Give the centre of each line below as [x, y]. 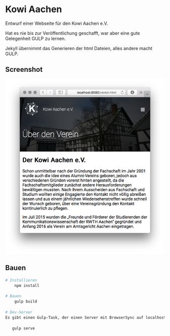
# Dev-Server [19, 312]
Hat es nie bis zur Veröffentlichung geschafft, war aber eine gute [73, 33]
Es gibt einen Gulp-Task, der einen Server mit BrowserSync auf [74, 317]
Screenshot [24, 70]
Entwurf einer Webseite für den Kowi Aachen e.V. [57, 23]
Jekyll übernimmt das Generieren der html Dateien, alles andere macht [79, 48]
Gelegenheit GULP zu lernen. [35, 38]
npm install [27, 285]
